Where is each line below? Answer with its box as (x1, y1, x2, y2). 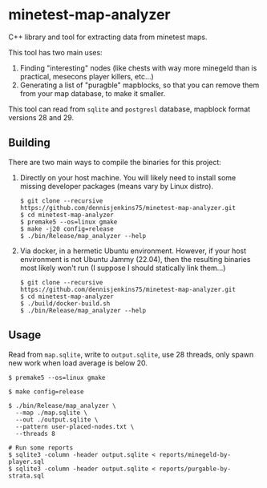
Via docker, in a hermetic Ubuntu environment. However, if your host (19, 246, 247, 256)
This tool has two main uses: (8, 47, 103, 57)
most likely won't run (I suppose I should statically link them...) (19, 263, 226, 272)
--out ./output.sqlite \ (15, 415, 99, 424)
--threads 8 (15, 430, 56, 438)
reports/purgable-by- (159, 465, 231, 473)
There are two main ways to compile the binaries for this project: (8, 157, 222, 167)
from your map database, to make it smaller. (19, 88, 166, 98)
